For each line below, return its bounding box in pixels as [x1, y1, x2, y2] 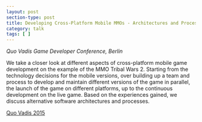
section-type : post [6, 14, 55, 20]
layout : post [6, 8, 39, 15]
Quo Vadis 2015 [6, 109, 45, 117]
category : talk [6, 25, 44, 32]
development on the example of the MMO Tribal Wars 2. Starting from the [6, 66, 189, 73]
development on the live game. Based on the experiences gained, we [6, 91, 177, 99]
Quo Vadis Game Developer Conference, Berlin [6, 47, 123, 55]
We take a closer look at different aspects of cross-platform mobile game [6, 59, 188, 67]
